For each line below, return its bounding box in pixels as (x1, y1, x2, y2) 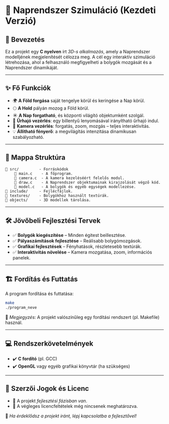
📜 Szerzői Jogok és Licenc (5, 384, 89, 393)
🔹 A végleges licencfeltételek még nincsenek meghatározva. (12, 403, 138, 409)
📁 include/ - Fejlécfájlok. (5, 189, 73, 194)
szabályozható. (12, 134, 44, 140)
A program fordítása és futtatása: (5, 291, 74, 297)
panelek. (12, 255, 31, 261)
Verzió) (5, 15, 37, 27)
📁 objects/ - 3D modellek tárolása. (5, 197, 92, 203)
